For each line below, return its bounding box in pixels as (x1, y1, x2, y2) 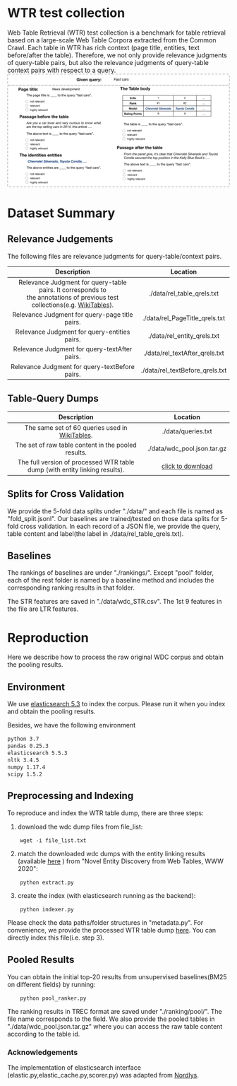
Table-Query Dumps (7, 392, 99, 404)
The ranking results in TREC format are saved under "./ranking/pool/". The (7, 1007, 222, 1015)
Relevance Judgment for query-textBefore (10, 362, 135, 370)
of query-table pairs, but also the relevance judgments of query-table (7, 58, 209, 66)
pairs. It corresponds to (38, 285, 107, 294)
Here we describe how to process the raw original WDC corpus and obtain (7, 653, 224, 662)
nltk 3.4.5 (7, 757, 39, 764)
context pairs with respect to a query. (7, 66, 116, 74)
